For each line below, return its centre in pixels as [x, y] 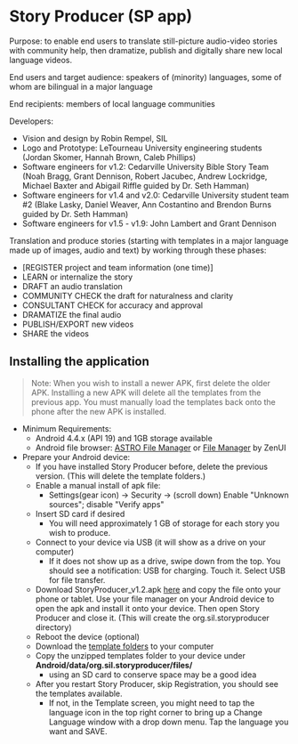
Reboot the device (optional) [88, 636]
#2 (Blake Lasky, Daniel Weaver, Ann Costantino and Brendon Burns [147, 204]
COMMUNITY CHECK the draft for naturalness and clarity [128, 295]
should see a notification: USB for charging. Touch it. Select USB [167, 570]
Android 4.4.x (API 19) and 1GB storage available [124, 438]
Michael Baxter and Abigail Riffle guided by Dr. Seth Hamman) [136, 185]
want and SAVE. [78, 731]
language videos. [41, 60]
